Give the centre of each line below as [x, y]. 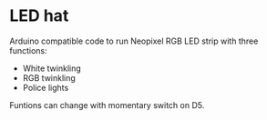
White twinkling [52, 68]
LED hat [39, 16]
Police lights [46, 87]
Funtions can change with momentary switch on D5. [107, 105]
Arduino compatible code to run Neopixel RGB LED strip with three [134, 41]
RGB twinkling [49, 77]
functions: [28, 50]
